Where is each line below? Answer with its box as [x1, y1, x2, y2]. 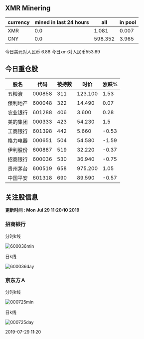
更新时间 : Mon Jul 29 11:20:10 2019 [5, 207, 80, 213]
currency [7, 18, 30, 25]
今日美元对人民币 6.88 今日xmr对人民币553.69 [5, 48, 101, 54]
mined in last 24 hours [34, 18, 89, 25]
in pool [119, 18, 136, 25]
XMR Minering [5, 4, 51, 12]
